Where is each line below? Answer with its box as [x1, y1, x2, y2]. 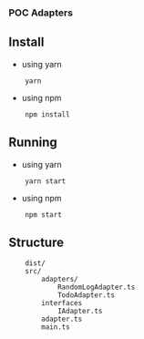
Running [8, 135, 58, 150]
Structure [8, 234, 65, 250]
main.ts [41, 323, 70, 332]
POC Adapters [8, 6, 74, 19]
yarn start [25, 176, 67, 186]
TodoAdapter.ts [57, 291, 116, 300]
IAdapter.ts [57, 307, 103, 316]
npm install [25, 109, 70, 119]
